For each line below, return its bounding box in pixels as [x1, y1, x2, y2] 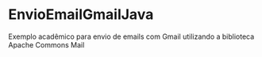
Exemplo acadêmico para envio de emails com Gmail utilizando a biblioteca [8, 32, 255, 41]
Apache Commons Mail [8, 40, 85, 49]
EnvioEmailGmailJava [8, 6, 154, 24]
